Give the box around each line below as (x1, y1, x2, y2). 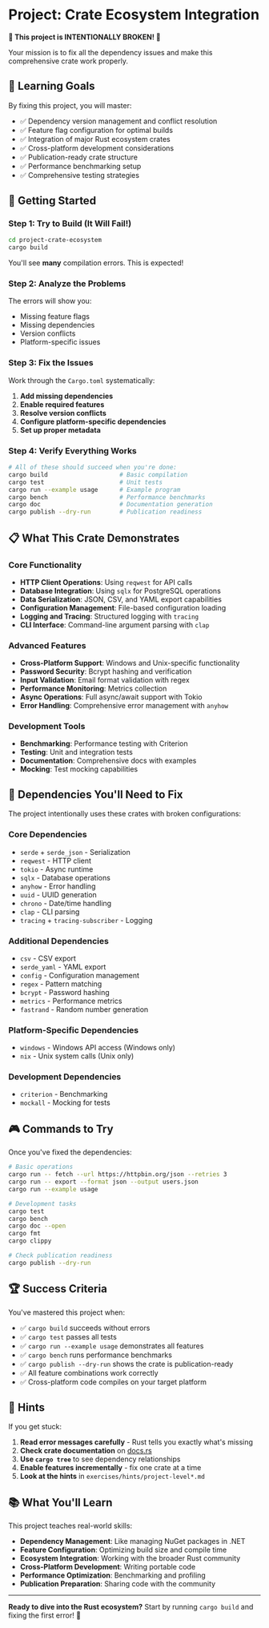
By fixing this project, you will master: (8, 100, 132, 110)
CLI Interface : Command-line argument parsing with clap (19, 619, 210, 630)
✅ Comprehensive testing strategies (19, 170, 140, 179)
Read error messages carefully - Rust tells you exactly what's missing (19, 1437, 254, 1447)
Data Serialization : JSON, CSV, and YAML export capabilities (19, 594, 223, 604)
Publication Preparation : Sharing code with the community (19, 1579, 216, 1589)
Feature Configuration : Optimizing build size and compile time (19, 1545, 227, 1555)
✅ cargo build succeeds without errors (19, 1323, 151, 1332)
